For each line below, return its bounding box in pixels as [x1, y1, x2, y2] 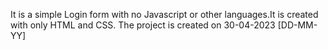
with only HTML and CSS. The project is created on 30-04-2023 [10, 19, 276, 31]
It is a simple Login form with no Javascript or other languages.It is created [10, 9, 319, 20]
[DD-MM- [277, 19, 318, 31]
